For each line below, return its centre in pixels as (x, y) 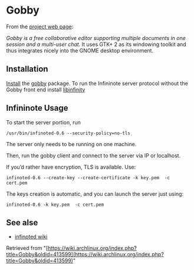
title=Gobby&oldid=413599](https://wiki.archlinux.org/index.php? (85, 255)
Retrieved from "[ (27, 248)
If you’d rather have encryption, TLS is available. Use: (71, 167)
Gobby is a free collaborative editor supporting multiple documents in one (96, 38)
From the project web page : (40, 27)
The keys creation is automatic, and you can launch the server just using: (95, 194)
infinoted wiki (31, 237)
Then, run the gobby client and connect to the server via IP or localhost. (93, 155)
